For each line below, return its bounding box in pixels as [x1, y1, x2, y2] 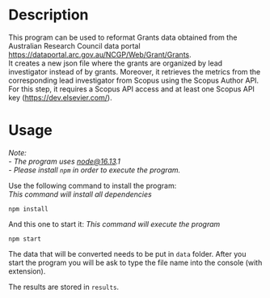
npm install [8, 205, 49, 213]
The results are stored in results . [8, 282, 120, 292]
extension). [8, 266, 46, 276]
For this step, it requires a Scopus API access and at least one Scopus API [8, 83, 255, 94]
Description [8, 6, 89, 24]
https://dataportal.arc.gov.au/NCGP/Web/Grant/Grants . [8, 49, 192, 59]
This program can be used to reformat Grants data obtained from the [8, 32, 238, 42]
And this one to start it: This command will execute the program [8, 219, 221, 228]
